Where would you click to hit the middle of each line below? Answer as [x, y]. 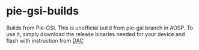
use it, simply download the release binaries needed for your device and [96, 34]
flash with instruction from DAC [45, 40]
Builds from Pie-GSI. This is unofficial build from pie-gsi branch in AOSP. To [100, 28]
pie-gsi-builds [43, 11]
